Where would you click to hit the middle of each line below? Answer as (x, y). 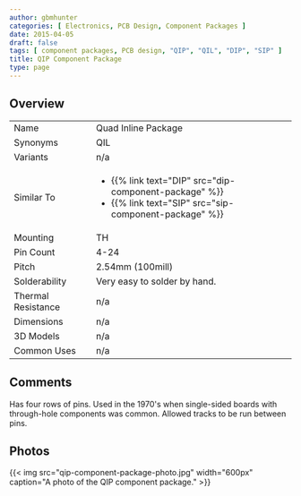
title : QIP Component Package (66, 59)
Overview (37, 104)
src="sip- (213, 202)
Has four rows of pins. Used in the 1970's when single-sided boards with (143, 404)
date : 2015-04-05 (42, 34)
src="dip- (214, 180)
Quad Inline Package (139, 128)
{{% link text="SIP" (150, 202)
